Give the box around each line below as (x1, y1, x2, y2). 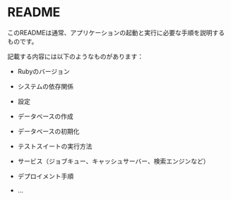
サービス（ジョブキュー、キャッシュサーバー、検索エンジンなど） (17, 156, 210, 165)
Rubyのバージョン (17, 67, 70, 75)
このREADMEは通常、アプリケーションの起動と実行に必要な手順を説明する (7, 28, 225, 37)
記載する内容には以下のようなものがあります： (7, 52, 143, 61)
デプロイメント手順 (17, 172, 74, 180)
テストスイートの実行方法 (17, 142, 93, 150)
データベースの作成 (17, 112, 74, 120)
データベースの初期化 (17, 127, 80, 135)
